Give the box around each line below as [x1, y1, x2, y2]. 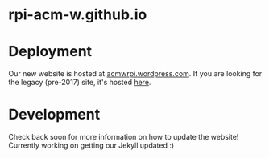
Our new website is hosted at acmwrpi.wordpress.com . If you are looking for [8, 69, 263, 79]
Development [8, 106, 101, 124]
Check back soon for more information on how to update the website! [8, 132, 239, 142]
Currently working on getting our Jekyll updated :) [8, 140, 175, 150]
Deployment [8, 43, 93, 61]
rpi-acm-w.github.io [8, 6, 147, 24]
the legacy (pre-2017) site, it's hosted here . [8, 78, 151, 87]
